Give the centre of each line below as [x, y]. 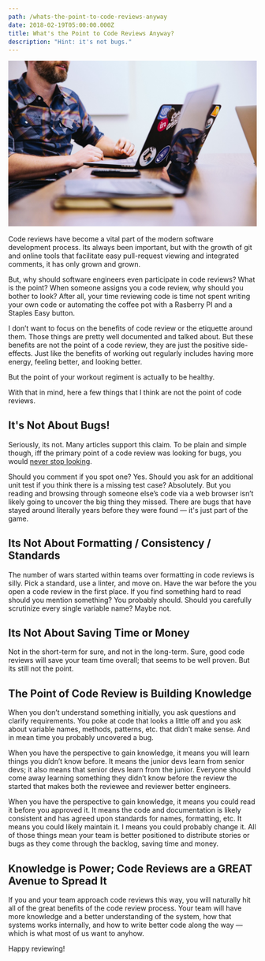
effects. [21, 353]
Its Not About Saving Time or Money [99, 632]
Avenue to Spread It [58, 881]
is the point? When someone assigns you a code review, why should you [126, 287]
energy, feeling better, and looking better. [75, 361]
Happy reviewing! [37, 948]
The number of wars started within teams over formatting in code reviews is [131, 574]
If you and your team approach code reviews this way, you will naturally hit [129, 899]
